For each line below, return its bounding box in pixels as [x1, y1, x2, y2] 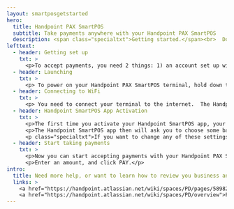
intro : [6, 165, 26, 173]
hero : [6, 17, 22, 24]
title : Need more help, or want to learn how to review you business [13, 172, 219, 179]
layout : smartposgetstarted [6, 10, 89, 17]
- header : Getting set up [13, 49, 89, 56]
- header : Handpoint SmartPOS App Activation [13, 107, 148, 114]
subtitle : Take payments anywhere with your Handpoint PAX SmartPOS [13, 29, 217, 37]
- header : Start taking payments [13, 140, 110, 147]
